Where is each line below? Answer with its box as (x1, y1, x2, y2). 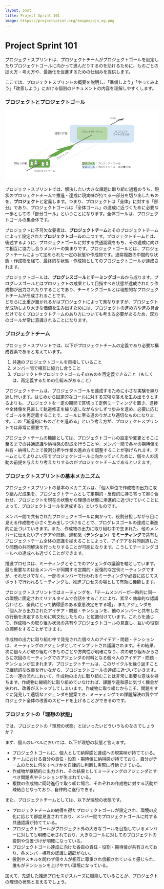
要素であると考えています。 (9, 348, 64, 354)
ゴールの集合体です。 (9, 217, 52, 223)
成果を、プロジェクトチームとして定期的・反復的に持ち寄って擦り (21, 491, 155, 497)
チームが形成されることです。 (9, 293, 69, 298)
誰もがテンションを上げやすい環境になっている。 (12, 863, 111, 868)
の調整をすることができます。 (5, 626, 65, 632)
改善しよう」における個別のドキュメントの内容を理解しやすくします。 (15, 86, 157, 91)
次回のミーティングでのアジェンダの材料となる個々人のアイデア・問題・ (13, 655, 159, 661)
